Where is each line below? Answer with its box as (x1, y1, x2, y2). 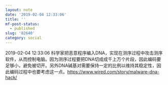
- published (10, 26, 35, 31)
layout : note (5, 7, 33, 13)
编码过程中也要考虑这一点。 (9, 68, 67, 74)
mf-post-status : (5, 21, 39, 27)
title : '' (5, 17, 26, 22)
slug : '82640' (5, 31, 35, 36)
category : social (5, 36, 42, 41)
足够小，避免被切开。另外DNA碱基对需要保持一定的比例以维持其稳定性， (5, 62, 157, 68)
